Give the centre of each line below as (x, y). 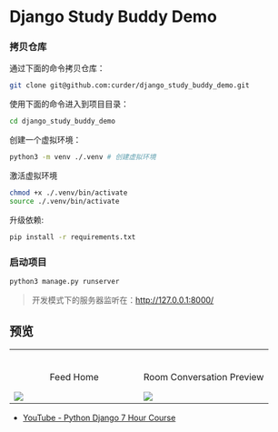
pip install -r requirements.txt (73, 237)
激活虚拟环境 (33, 176)
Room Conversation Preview (204, 377)
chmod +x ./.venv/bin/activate (69, 193)
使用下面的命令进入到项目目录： (69, 104)
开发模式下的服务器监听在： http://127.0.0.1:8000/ (123, 300)
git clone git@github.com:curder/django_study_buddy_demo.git (129, 85)
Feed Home (74, 377)
